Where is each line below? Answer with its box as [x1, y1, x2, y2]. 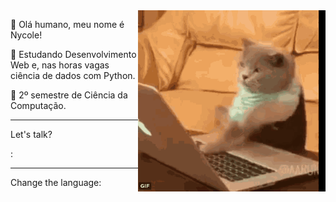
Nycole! [10, 29, 43, 41]
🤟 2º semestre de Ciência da [10, 89, 128, 101]
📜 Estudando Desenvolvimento [10, 49, 137, 60]
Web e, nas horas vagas [10, 59, 110, 71]
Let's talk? [10, 129, 53, 140]
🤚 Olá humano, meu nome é [10, 19, 125, 30]
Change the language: [10, 177, 102, 188]
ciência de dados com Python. [10, 70, 136, 81]
